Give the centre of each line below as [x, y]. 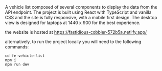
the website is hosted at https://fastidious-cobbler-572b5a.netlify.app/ [76, 32]
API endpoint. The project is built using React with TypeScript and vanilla [78, 12]
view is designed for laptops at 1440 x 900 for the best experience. [73, 23]
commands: [17, 47]
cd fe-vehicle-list [25, 56]
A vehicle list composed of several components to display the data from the [81, 7]
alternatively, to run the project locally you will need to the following [73, 42]
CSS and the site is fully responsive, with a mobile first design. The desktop [81, 17]
